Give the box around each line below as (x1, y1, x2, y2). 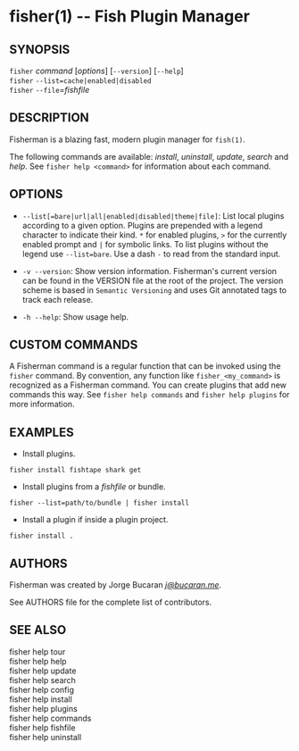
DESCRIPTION (9, 110, 89, 126)
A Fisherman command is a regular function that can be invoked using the (9, 361, 281, 371)
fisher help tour (9, 646, 66, 657)
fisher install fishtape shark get (9, 466, 142, 475)
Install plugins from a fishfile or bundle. (21, 481, 167, 492)
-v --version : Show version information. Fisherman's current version (21, 265, 278, 276)
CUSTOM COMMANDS (9, 338, 138, 353)
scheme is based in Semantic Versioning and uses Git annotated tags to (21, 284, 287, 296)
